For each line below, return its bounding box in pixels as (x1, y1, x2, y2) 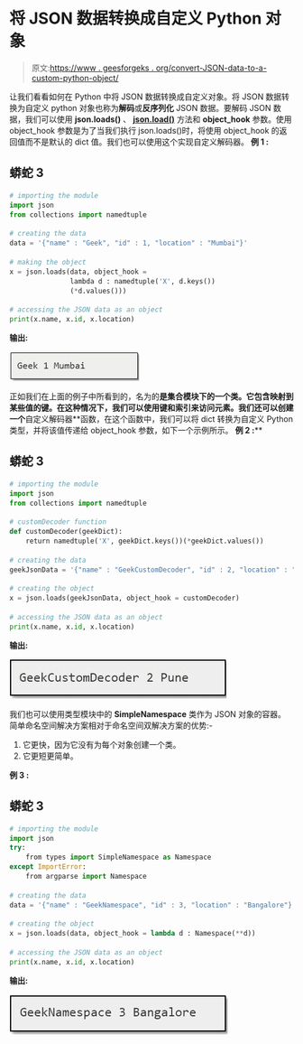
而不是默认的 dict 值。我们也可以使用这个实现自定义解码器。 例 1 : (24, 136, 269, 147)
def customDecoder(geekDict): (9, 527, 124, 536)
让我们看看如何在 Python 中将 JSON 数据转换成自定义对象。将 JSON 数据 (9, 91, 282, 102)
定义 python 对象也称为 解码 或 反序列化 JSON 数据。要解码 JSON (32, 102, 272, 113)
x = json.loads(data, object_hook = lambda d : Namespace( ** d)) (9, 929, 256, 938)
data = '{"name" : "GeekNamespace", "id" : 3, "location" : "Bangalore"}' (9, 900, 297, 909)
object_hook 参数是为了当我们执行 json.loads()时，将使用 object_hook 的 (9, 125, 280, 135)
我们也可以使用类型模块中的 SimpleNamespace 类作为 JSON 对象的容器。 (9, 708, 287, 719)
